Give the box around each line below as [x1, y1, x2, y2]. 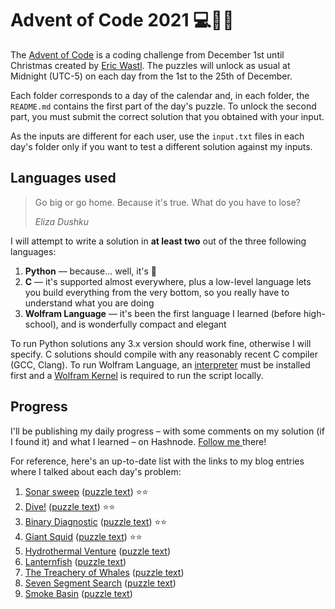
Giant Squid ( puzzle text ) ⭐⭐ [24, 530, 143, 542]
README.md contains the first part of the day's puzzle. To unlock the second [10, 100, 317, 112]
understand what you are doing [24, 297, 155, 309]
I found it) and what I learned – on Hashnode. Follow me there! [10, 435, 267, 447]
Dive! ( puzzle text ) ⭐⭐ [24, 500, 116, 512]
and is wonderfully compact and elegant [60, 318, 227, 330]
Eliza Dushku [34, 215, 90, 227]
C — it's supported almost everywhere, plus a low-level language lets [24, 275, 312, 287]
